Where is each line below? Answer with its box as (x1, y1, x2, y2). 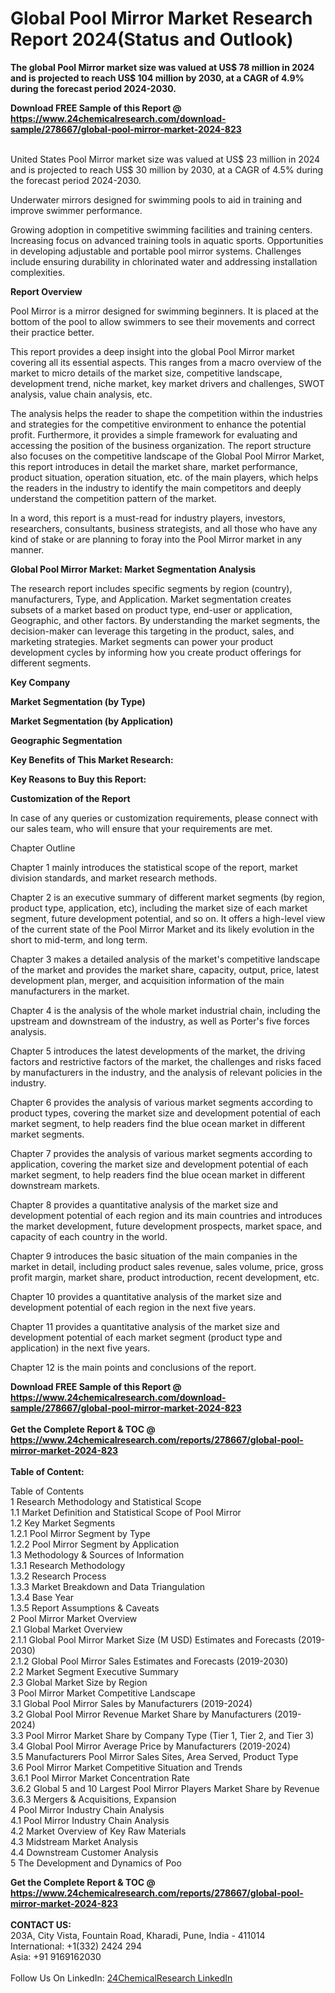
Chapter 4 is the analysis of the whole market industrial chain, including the (10, 1004, 321, 1016)
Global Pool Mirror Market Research (10, 7, 313, 30)
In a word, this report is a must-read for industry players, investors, (10, 512, 286, 524)
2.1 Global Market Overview (10, 1623, 123, 1635)
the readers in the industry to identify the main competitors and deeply (10, 482, 302, 494)
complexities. (10, 266, 66, 278)
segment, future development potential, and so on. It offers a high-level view (10, 912, 326, 924)
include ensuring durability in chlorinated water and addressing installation (10, 255, 318, 267)
